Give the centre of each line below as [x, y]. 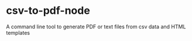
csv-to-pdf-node [48, 11]
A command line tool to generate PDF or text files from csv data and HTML [96, 27]
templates [18, 32]
